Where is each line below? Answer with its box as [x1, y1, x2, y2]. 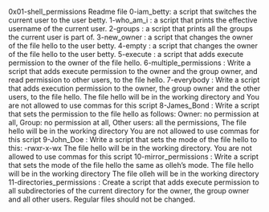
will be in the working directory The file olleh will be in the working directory [8, 169, 259, 178]
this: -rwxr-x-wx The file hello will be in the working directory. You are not [8, 144, 252, 153]
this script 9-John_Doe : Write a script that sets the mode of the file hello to [8, 135, 258, 144]
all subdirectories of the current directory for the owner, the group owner [8, 186, 250, 195]
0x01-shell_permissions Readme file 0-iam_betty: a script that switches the [8, 7, 257, 16]
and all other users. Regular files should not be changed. [8, 194, 195, 204]
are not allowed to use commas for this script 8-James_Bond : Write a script [8, 100, 259, 110]
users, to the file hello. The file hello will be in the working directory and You [8, 92, 259, 101]
